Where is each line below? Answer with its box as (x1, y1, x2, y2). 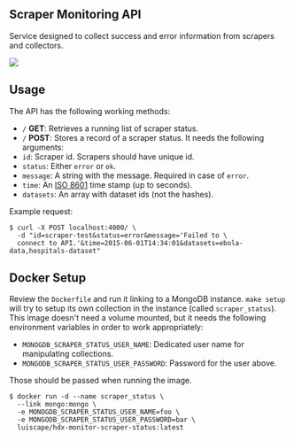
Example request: (9, 205, 73, 216)
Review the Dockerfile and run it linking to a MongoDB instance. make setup (9, 294, 286, 305)
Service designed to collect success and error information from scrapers (9, 30, 275, 41)
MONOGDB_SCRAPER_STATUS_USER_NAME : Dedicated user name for (21, 339, 245, 350)
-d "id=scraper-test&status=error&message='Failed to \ (17, 230, 228, 240)
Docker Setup (9, 270, 87, 286)
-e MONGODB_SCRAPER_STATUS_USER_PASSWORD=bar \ (17, 415, 197, 424)
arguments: (21, 142, 65, 152)
